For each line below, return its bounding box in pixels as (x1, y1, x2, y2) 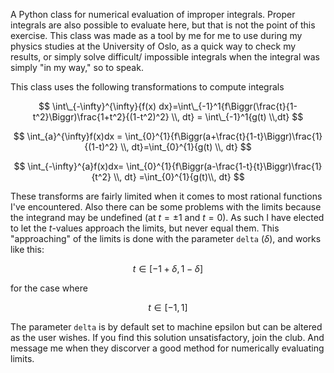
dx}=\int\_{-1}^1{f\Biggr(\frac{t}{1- (158, 100, 298, 112)
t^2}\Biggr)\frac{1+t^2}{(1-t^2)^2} (32, 111, 170, 123)
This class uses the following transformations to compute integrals (10, 81, 285, 93)
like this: (10, 244, 45, 255)
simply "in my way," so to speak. (10, 62, 144, 73)
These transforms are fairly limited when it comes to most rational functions (10, 190, 323, 202)
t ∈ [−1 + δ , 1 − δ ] (132, 263, 204, 274)
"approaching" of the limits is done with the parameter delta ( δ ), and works (10, 233, 322, 244)
